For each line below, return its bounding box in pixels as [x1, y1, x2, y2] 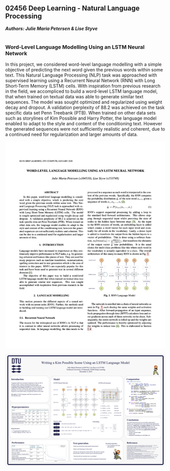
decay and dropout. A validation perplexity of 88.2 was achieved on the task [5, 104, 165, 111]
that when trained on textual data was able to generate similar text [5, 94, 144, 100]
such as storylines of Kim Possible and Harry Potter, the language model [5, 115, 157, 121]
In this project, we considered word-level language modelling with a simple [5, 61, 162, 67]
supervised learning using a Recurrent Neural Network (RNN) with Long [5, 78, 155, 84]
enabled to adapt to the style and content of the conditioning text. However [5, 121, 162, 127]
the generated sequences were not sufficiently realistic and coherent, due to [5, 126, 165, 132]
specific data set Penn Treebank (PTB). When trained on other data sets [5, 110, 156, 116]
